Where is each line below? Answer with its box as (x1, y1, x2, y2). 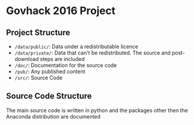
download (14, 56, 39, 62)
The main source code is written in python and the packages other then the (6, 107, 188, 114)
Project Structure (6, 28, 70, 38)
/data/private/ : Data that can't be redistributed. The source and (14, 49, 171, 56)
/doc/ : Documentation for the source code (14, 62, 117, 69)
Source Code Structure (6, 91, 92, 101)
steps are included (40, 56, 85, 62)
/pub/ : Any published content (14, 68, 86, 75)
